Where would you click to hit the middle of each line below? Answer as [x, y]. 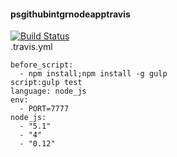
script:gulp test [46, 83]
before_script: [42, 65]
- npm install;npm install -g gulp [93, 74]
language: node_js [48, 91]
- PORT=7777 [44, 109]
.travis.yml [31, 47]
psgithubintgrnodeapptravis [70, 14]
